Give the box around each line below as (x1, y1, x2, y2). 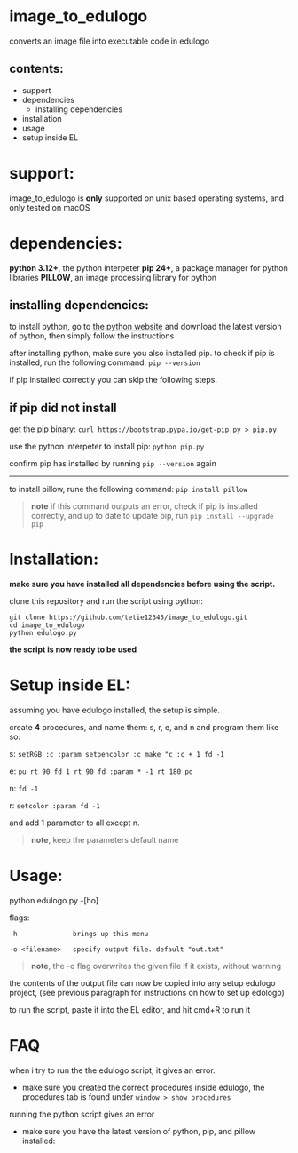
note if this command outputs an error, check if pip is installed (30, 501, 259, 512)
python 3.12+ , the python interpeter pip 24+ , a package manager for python (9, 262, 288, 273)
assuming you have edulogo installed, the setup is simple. (9, 704, 220, 716)
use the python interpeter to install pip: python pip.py (9, 441, 205, 452)
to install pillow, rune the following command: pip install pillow (9, 484, 248, 495)
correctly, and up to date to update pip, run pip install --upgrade (30, 511, 274, 521)
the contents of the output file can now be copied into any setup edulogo (9, 978, 277, 989)
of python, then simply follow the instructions (9, 330, 175, 341)
